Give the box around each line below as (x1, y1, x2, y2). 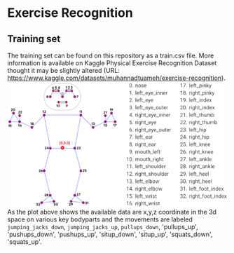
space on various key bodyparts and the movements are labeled (7, 215, 193, 224)
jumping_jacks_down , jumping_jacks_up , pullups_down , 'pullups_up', (7, 222, 198, 231)
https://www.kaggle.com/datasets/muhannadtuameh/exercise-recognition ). (7, 74, 226, 82)
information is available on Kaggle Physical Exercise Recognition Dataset (7, 59, 217, 67)
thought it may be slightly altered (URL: (7, 67, 121, 74)
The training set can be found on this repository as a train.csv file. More (7, 51, 214, 60)
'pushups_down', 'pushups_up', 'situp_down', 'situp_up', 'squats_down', (7, 230, 213, 238)
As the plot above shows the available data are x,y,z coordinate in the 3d (7, 207, 217, 216)
